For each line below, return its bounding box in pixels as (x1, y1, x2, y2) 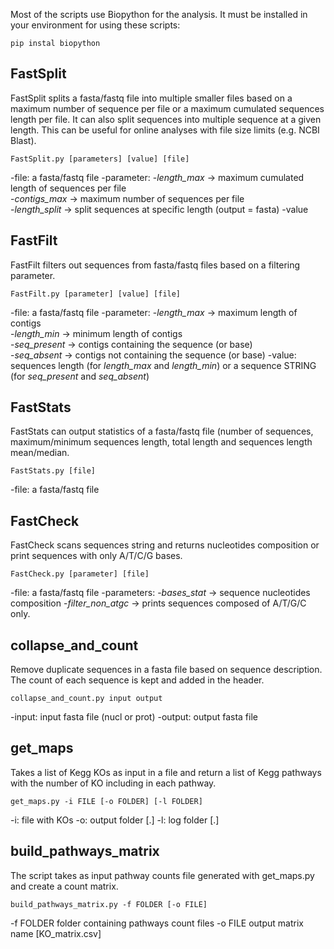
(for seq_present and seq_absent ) (10, 370, 150, 382)
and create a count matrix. (10, 880, 119, 892)
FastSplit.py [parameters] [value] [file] (10, 154, 190, 164)
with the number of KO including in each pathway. (10, 777, 217, 789)
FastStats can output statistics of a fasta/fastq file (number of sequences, (10, 425, 314, 438)
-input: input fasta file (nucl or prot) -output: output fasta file (10, 711, 258, 723)
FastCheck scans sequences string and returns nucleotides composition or (10, 539, 320, 551)
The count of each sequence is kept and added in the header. (10, 674, 265, 686)
